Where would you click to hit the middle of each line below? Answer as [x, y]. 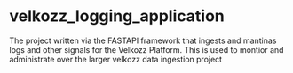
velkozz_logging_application [117, 16]
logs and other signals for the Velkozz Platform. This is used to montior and [146, 49]
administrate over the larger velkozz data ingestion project [116, 59]
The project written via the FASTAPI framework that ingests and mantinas [143, 40]
